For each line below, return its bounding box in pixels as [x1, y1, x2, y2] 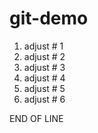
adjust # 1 [23, 40, 64, 52]
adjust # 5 [23, 82, 66, 94]
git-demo [9, 7, 89, 30]
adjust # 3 [23, 61, 66, 73]
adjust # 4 [23, 72, 66, 84]
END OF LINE [9, 112, 64, 124]
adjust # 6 [23, 93, 66, 105]
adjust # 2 [23, 50, 66, 62]
